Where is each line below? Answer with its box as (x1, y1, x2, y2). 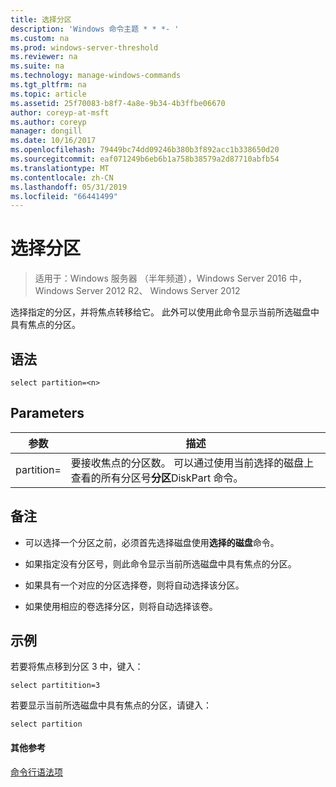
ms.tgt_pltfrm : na (10, 80, 87, 90)
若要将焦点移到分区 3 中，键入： (10, 661, 144, 673)
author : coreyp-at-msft (10, 107, 110, 118)
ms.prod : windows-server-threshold (10, 42, 159, 53)
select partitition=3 (10, 681, 101, 691)
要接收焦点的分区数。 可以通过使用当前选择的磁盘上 (70, 456, 315, 470)
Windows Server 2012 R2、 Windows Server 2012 (34, 285, 241, 297)
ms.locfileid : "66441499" (10, 191, 118, 201)
